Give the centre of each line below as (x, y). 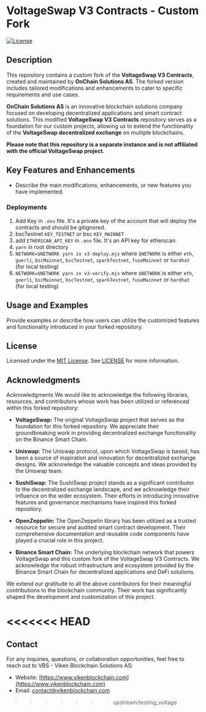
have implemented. (40, 192)
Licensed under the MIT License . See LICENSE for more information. (93, 361)
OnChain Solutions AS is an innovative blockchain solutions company (94, 106)
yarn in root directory (42, 247)
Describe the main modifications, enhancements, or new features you (103, 185)
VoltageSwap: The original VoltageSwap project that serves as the (100, 420)
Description (29, 60)
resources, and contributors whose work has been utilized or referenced (98, 401)
